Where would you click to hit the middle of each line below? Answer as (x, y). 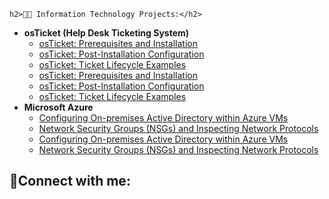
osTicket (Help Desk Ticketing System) (106, 33)
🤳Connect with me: (70, 181)
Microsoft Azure (58, 107)
